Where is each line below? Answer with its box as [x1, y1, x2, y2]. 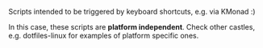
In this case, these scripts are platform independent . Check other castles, [8, 22, 256, 31]
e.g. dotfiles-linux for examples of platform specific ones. [8, 31, 199, 40]
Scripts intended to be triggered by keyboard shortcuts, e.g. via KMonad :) [8, 7, 256, 16]
